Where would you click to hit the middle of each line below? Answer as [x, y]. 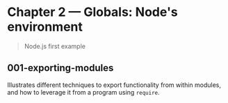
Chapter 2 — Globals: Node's [93, 12]
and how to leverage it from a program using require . [83, 92]
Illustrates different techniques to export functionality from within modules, [114, 85]
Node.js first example [55, 46]
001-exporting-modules [60, 68]
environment [45, 27]
